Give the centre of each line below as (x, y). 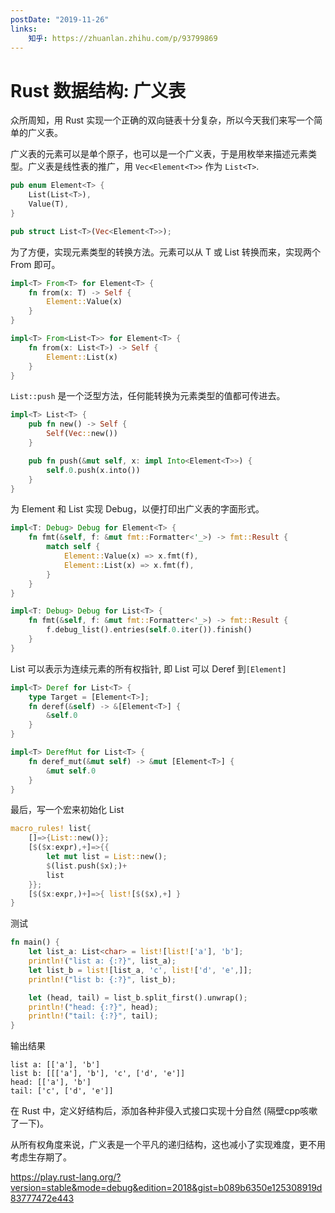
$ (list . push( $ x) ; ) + (87, 866)
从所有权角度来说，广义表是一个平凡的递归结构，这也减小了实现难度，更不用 (168, 1145)
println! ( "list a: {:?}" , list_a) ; (102, 961)
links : (24, 29)
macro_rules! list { (51, 829)
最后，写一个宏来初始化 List (67, 810)
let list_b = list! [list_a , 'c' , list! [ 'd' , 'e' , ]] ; (140, 970)
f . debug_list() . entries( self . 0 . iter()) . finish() (149, 630)
